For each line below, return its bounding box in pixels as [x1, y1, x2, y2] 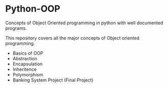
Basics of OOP [12, 50, 43, 56]
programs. [5, 25, 27, 31]
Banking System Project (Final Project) [12, 77, 94, 83]
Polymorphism [12, 71, 43, 77]
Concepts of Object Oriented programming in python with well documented [5, 20, 164, 26]
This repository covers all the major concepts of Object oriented [5, 35, 140, 41]
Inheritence [12, 66, 37, 72]
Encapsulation [12, 61, 43, 67]
